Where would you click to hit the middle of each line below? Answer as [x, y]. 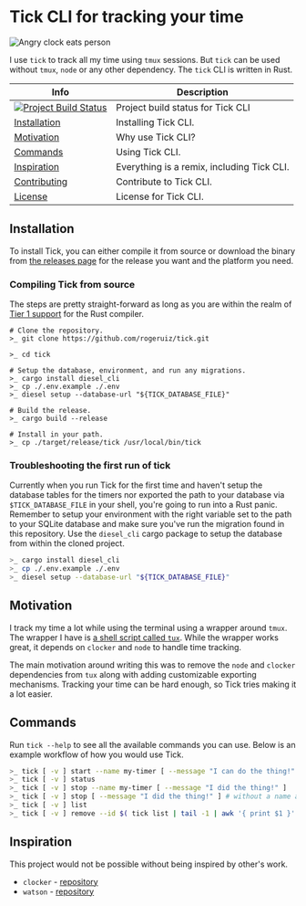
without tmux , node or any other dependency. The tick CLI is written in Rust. [151, 69]
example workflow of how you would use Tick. [97, 754]
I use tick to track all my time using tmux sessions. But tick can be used [145, 59]
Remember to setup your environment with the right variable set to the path [151, 514]
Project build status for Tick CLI [183, 107]
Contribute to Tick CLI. [163, 182]
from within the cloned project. [67, 543]
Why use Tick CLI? [155, 137]
